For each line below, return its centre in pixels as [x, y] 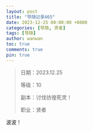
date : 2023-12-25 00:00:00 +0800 [47, 22]
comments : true [25, 50]
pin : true [18, 55]
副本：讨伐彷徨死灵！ [46, 97]
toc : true [18, 44]
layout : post [22, 11]
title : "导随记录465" [31, 17]
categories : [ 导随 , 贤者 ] [36, 28]
